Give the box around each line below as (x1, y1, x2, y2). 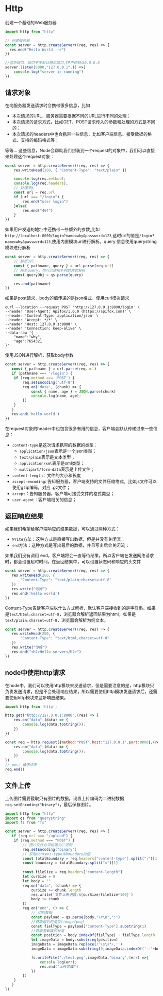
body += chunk (31, 897, 60, 902)
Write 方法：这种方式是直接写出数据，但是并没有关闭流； (12, 536, 125, 542)
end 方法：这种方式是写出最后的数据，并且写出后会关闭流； (12, 542, 130, 548)
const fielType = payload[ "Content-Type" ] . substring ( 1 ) (31, 924, 147, 928)
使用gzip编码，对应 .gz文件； (12, 484, 71, 490)
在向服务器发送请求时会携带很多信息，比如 (5, 103, 90, 108)
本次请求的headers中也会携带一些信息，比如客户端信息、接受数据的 (12, 131, 148, 137)
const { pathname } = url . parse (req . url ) (11, 366, 97, 372)
